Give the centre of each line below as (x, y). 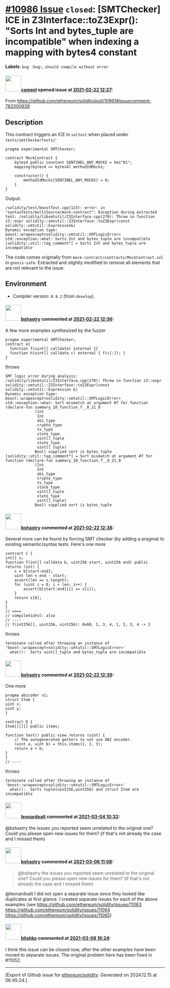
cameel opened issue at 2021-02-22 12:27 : (67, 89)
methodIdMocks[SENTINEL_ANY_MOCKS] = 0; (67, 180)
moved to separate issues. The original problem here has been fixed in (79, 955)
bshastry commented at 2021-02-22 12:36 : (68, 319)
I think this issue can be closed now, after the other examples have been (80, 949)
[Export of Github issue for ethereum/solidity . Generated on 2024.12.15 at (81, 975)
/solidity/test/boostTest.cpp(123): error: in (55, 208)
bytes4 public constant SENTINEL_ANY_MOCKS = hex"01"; (73, 162)
